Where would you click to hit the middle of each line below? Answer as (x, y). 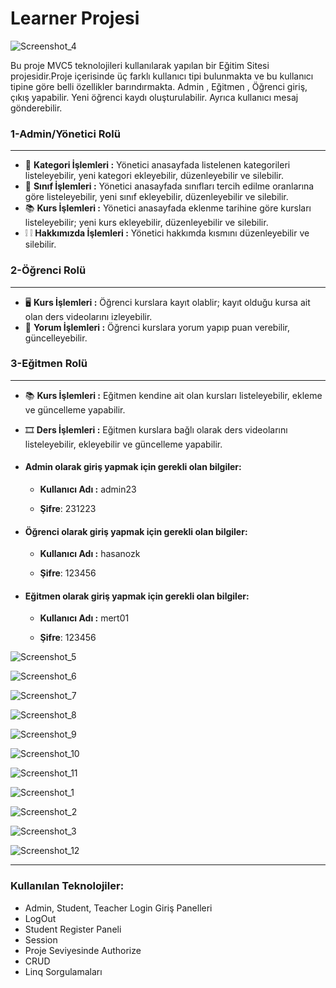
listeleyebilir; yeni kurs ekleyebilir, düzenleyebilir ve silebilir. (146, 223)
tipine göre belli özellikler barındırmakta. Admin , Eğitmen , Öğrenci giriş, (159, 86)
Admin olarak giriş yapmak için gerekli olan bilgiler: (133, 467)
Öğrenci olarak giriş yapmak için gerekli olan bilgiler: (136, 531)
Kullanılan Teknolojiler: (67, 886)
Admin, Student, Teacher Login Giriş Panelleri (118, 908)
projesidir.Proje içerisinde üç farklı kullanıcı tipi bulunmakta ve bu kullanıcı (162, 76)
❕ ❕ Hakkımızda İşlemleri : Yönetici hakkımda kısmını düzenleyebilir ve (167, 233)
